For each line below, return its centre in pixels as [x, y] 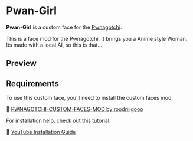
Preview [22, 63]
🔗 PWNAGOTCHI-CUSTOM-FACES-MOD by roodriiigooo [75, 109]
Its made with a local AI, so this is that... [54, 45]
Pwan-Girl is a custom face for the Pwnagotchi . [64, 27]
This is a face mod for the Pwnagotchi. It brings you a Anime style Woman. [97, 38]
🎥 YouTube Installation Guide [41, 132]
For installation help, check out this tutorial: [58, 121]
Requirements [32, 83]
